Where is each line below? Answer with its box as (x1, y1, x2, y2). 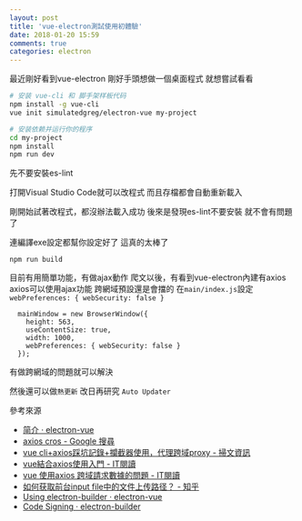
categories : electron (9, 47, 92, 56)
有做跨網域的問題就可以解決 (9, 366, 114, 377)
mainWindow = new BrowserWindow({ (17, 310, 148, 319)
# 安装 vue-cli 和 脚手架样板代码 (9, 92, 126, 101)
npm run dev (9, 150, 55, 159)
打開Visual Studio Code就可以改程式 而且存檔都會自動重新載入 (9, 187, 243, 198)
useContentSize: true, (25, 326, 112, 335)
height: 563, (25, 317, 75, 327)
